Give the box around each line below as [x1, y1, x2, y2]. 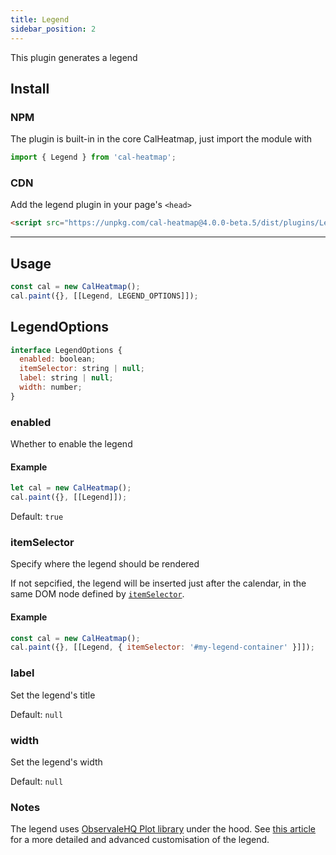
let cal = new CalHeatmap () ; [10, 483, 132, 493]
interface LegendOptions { [10, 345, 123, 355]
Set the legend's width [10, 756, 103, 768]
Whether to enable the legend [10, 438, 133, 450]
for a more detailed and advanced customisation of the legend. [10, 834, 270, 846]
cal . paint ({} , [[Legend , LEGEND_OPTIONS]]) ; [10, 291, 199, 301]
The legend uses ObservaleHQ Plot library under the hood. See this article [10, 823, 317, 835]
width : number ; [19, 382, 83, 393]
